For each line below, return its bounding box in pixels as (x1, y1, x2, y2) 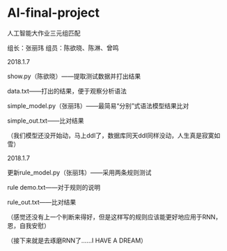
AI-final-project (7, 5, 100, 21)
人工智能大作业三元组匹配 (7, 29, 81, 37)
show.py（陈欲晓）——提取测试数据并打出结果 (7, 72, 141, 80)
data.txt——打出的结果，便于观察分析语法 (7, 86, 127, 95)
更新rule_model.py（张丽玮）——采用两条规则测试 (7, 168, 152, 176)
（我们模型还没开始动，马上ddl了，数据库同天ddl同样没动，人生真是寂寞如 (7, 131, 221, 139)
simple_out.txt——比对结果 (7, 116, 84, 125)
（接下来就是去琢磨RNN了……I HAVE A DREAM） (7, 236, 148, 245)
